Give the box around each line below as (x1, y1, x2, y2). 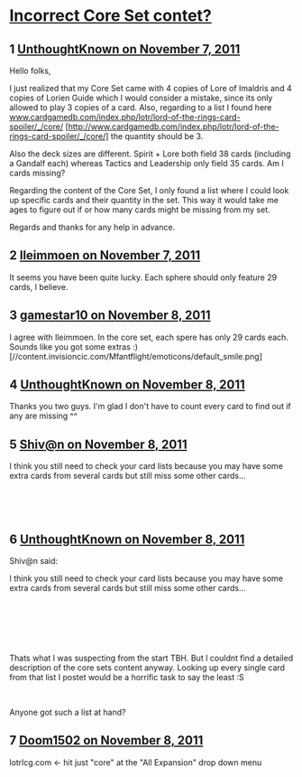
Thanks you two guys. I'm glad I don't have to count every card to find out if (9, 401, 291, 412)
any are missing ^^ (9, 410, 78, 421)
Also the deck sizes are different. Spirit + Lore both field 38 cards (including (9, 148, 291, 159)
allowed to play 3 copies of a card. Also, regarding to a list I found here (9, 102, 272, 113)
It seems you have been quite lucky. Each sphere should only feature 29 (9, 272, 278, 283)
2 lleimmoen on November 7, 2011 (9, 248, 201, 263)
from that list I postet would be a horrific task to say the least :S (9, 672, 245, 683)
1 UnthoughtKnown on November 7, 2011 (9, 42, 241, 57)
